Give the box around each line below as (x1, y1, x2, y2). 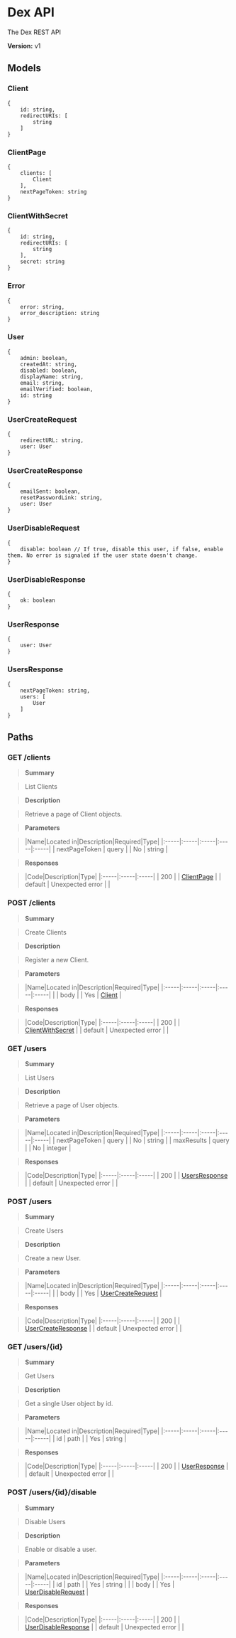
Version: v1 (7, 41, 41, 50)
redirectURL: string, (20, 437, 84, 445)
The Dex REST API (7, 28, 62, 36)
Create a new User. (24, 1254, 82, 1262)
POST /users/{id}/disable (7, 1487, 97, 1497)
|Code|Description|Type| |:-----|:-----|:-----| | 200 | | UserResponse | (24, 1462, 229, 1471)
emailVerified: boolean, (20, 385, 94, 393)
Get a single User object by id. (24, 1399, 113, 1408)
